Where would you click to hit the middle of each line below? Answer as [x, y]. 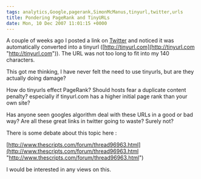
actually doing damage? [36, 78]
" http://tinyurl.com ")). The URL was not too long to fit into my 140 [88, 54]
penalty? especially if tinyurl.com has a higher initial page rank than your [97, 97]
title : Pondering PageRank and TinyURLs [58, 18]
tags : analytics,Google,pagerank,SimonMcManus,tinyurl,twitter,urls [95, 12]
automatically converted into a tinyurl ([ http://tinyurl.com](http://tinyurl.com [101, 47]
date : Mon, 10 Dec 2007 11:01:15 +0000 [57, 23]
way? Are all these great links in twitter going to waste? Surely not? [90, 121]
